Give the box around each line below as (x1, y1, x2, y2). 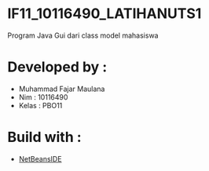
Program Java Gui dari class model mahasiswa (7, 31, 159, 40)
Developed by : (7, 58, 108, 76)
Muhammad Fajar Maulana (18, 84, 105, 93)
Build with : (7, 129, 82, 146)
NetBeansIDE (18, 154, 62, 163)
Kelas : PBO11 (18, 100, 63, 110)
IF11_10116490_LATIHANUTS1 (7, 5, 202, 23)
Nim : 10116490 (18, 92, 68, 102)
